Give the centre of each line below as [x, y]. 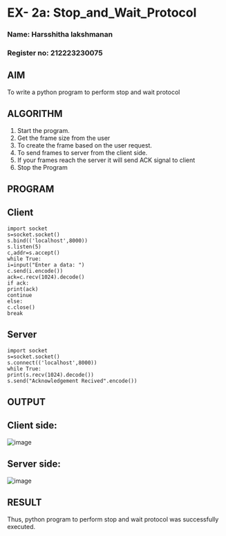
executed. [21, 526]
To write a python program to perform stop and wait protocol [94, 92]
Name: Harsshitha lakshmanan [60, 35]
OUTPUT [27, 402]
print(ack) [23, 289]
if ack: [18, 283]
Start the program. [44, 130]
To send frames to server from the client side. [82, 152]
